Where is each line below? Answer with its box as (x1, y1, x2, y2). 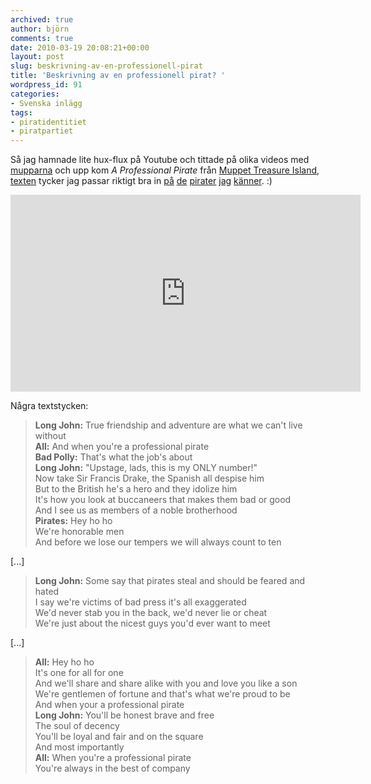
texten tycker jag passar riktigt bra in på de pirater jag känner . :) (10, 175, 273, 187)
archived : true (10, 14, 74, 25)
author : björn (10, 24, 70, 34)
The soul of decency (34, 720, 120, 732)
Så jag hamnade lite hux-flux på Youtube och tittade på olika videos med (10, 154, 310, 166)
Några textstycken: (10, 400, 89, 412)
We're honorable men (34, 526, 125, 538)
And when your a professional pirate (34, 699, 185, 711)
